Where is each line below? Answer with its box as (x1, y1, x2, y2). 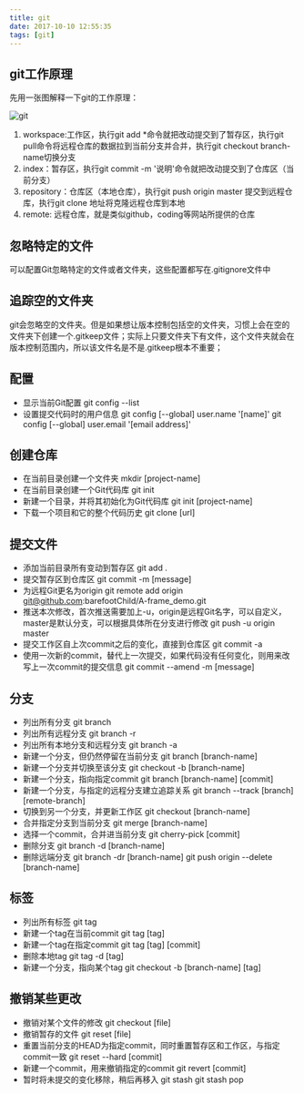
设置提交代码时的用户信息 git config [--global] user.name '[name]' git (22, 408, 282, 419)
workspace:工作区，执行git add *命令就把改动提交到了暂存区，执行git (22, 129, 284, 140)
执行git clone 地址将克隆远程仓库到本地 (38, 198, 186, 209)
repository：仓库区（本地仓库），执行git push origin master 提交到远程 (22, 186, 285, 197)
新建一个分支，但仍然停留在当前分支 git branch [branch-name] (22, 751, 258, 762)
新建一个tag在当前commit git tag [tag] (22, 927, 166, 938)
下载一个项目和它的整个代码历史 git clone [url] (22, 507, 196, 518)
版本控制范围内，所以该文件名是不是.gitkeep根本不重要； (9, 342, 223, 353)
